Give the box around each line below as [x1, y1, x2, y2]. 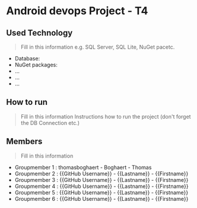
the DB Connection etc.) [20, 119, 80, 126]
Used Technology [6, 28, 73, 38]
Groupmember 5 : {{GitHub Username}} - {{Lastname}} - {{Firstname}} [14, 188, 189, 196]
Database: [14, 55, 40, 62]
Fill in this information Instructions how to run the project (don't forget [20, 113, 191, 120]
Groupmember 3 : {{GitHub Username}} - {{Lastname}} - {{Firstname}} [14, 176, 189, 183]
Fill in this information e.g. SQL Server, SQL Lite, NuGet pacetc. [20, 43, 175, 50]
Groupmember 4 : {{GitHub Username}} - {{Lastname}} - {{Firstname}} [14, 183, 189, 190]
